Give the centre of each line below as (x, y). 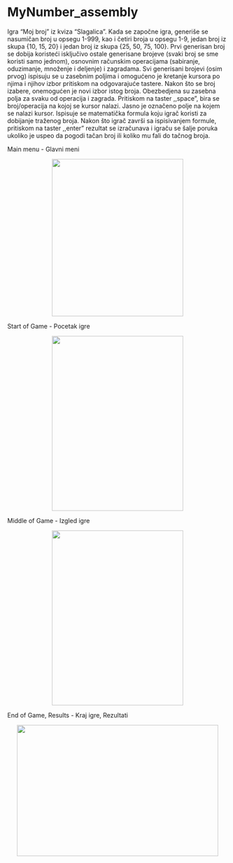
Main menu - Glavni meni (43, 149)
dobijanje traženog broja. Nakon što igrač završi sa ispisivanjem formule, (112, 120)
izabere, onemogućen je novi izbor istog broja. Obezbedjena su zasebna (112, 91)
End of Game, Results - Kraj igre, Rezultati (68, 715)
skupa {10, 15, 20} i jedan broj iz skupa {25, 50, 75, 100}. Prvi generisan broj (116, 46)
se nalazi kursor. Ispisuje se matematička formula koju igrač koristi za (107, 113)
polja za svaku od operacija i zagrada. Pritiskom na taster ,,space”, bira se (113, 98)
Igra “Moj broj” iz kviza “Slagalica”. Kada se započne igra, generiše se (108, 31)
